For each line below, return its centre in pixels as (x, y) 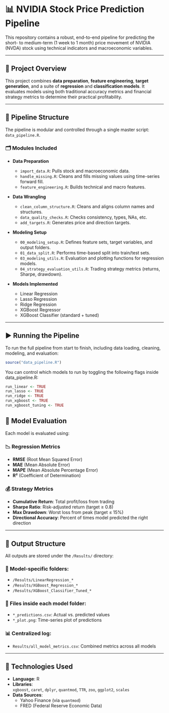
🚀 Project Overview (36, 69)
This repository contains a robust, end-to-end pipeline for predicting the (80, 37)
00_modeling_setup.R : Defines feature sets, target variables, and (86, 242)
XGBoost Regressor (40, 309)
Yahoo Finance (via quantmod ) (50, 700)
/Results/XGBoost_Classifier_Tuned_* (52, 591)
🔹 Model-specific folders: (37, 569)
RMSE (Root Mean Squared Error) (48, 460)
